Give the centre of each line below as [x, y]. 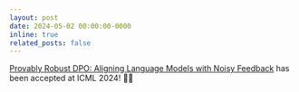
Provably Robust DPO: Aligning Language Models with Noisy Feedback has [149, 69]
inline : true [34, 34]
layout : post [34, 18]
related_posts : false [50, 43]
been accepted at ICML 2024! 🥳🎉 [72, 78]
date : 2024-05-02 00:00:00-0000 [70, 26]
